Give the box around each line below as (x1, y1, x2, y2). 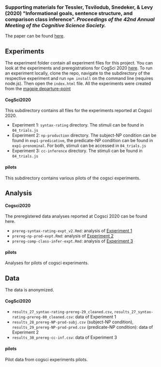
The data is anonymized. (5, 287, 54, 293)
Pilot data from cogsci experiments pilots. (5, 356, 88, 362)
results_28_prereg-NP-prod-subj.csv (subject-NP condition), (12, 319, 134, 325)
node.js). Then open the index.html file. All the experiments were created (5, 80, 151, 86)
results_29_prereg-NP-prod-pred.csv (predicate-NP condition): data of (12, 324, 153, 330)
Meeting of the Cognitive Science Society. (5, 22, 106, 29)
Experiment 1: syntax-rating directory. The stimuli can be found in (12, 122, 144, 128)
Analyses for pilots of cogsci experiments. (5, 260, 89, 266)
